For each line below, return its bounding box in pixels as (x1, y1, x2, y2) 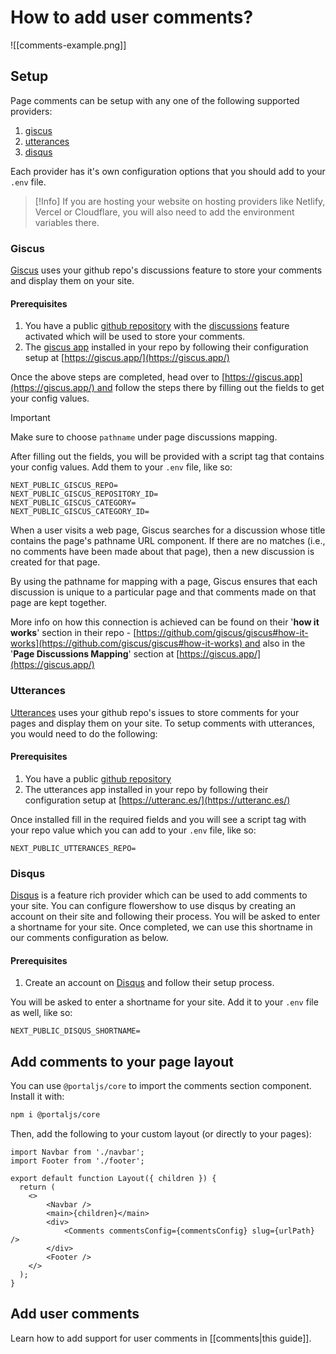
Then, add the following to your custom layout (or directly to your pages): (10, 1127, 312, 1140)
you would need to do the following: (10, 727, 158, 740)
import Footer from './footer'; (10, 1156, 145, 1166)
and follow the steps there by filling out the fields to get (96, 382, 325, 394)
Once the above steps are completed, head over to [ (10, 371, 226, 383)
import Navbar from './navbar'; (10, 1147, 145, 1157)
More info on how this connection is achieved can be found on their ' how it (10, 616, 320, 628)
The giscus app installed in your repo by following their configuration (24, 341, 309, 353)
